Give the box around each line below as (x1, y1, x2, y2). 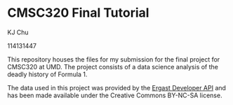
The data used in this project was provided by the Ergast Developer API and (7, 83, 227, 92)
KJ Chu (7, 28, 29, 36)
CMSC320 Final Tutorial (7, 5, 149, 21)
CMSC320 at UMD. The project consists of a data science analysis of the (7, 62, 219, 71)
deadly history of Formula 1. (7, 70, 88, 78)
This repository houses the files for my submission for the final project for (7, 55, 220, 64)
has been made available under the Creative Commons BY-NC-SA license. (7, 91, 222, 99)
